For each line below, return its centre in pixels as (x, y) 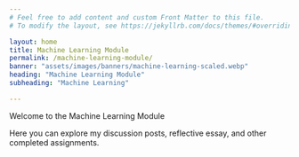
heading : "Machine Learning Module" (77, 75)
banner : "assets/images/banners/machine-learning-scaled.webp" (129, 67)
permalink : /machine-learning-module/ (81, 59)
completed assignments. (54, 142)
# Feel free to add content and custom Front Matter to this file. (137, 17)
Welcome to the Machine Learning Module (87, 115)
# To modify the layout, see (63, 26)
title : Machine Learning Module (69, 50)
